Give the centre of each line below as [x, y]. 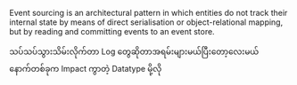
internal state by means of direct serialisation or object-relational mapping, [146, 22]
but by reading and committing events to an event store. [112, 31]
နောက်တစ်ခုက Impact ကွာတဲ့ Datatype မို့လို [86, 69]
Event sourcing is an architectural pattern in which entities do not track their [148, 13]
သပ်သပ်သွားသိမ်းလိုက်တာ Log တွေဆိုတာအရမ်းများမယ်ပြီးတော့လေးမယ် [134, 51]
